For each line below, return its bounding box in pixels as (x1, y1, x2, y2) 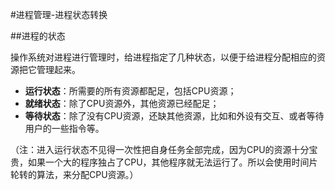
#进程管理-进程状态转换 (10, 9, 108, 20)
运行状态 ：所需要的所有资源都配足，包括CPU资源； (24, 85, 237, 97)
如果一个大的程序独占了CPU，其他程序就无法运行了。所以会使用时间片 (27, 156, 318, 168)
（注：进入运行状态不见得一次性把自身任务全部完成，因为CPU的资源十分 (10, 144, 310, 155)
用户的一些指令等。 (24, 123, 105, 134)
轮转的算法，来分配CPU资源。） (10, 169, 139, 180)
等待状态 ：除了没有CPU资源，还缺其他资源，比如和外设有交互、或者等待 (24, 110, 325, 122)
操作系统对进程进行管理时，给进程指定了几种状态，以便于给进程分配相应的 (10, 51, 317, 63)
